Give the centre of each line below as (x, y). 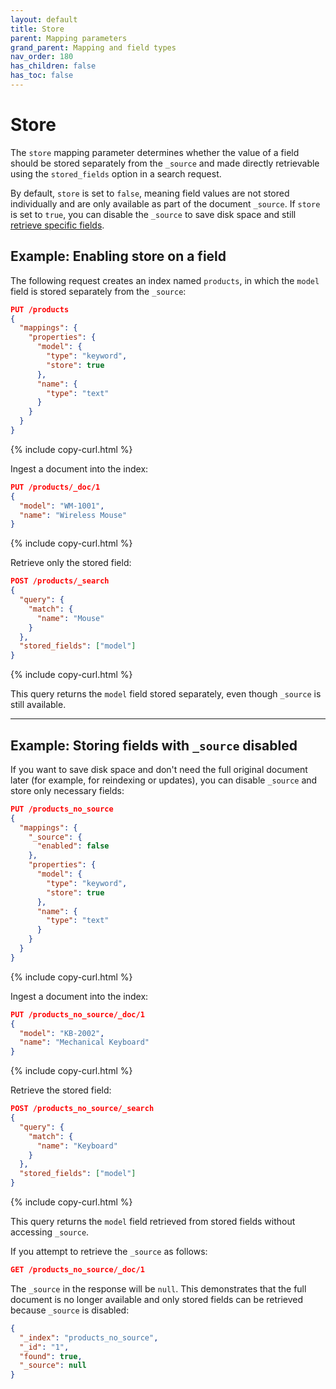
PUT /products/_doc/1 (55, 487)
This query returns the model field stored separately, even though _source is (166, 694)
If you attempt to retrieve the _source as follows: (109, 1252)
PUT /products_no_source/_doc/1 (77, 1014)
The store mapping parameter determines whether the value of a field (155, 152)
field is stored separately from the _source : (98, 291)
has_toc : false (42, 76)
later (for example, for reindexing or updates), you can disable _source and (164, 780)
